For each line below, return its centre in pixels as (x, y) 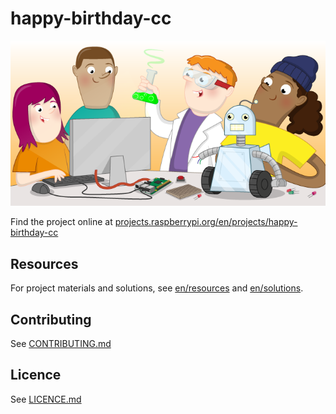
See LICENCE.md (46, 399)
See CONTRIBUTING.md (61, 344)
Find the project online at (61, 222)
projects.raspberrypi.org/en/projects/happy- (206, 222)
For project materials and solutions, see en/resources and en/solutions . (157, 288)
